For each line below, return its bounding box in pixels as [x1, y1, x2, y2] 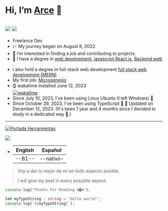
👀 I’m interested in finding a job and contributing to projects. [12, 50, 136, 56]
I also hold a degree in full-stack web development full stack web [12, 66, 147, 72]
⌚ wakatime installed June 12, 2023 [12, 82, 86, 88]
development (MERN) [12, 72, 57, 77]
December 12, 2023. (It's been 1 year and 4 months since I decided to [12, 106, 156, 111]
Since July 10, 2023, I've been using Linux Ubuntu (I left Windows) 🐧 [12, 95, 153, 101]
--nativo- [39, 155, 64, 162]
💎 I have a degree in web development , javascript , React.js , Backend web [12, 56, 162, 61]
